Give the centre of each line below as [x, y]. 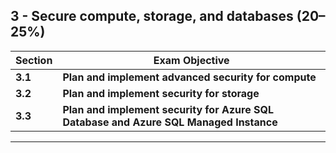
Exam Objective [191, 60]
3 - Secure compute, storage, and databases [152, 16]
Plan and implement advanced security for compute [189, 77]
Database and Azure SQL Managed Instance [170, 122]
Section [34, 60]
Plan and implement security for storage [161, 93]
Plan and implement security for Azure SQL [168, 109]
